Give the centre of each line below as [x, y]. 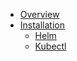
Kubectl [50, 46]
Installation [42, 25]
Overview [39, 14]
